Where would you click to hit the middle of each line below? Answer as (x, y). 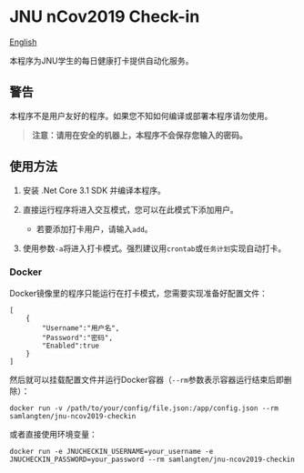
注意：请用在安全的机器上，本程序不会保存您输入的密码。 (139, 135)
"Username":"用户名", (81, 328)
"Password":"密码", (78, 337)
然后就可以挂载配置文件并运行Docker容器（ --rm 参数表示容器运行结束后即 (147, 379)
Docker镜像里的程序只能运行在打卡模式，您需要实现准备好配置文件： (139, 293)
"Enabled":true (71, 346)
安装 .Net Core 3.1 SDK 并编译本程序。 (94, 190)
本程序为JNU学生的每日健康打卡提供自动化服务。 (101, 60)
